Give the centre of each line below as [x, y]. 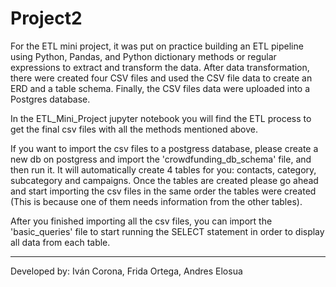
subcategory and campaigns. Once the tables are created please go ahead [164, 180]
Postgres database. [50, 99]
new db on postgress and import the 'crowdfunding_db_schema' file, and [161, 159]
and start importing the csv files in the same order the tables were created [163, 191]
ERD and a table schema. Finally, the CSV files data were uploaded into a [160, 88]
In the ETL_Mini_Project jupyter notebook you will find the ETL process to [161, 118]
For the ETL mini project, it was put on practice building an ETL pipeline [157, 46]
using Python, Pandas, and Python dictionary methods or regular [143, 56]
